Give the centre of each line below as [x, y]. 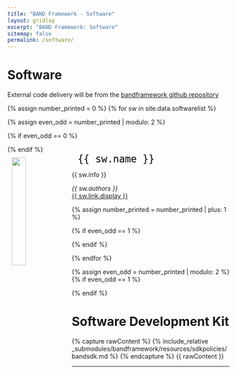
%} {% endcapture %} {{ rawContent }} [166, 356]
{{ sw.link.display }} [100, 196]
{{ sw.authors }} [95, 189]
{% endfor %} [92, 258]
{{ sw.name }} [116, 159]
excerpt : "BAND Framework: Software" [63, 27]
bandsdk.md [90, 356]
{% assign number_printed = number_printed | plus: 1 [149, 210]
